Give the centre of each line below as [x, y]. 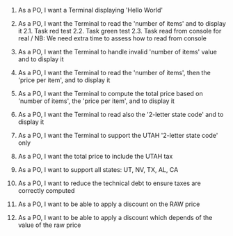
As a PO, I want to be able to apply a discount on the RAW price [109, 204]
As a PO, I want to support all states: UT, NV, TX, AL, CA [98, 170]
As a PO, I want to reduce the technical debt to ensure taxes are [109, 183]
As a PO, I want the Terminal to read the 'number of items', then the [114, 73]
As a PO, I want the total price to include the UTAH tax [95, 156]
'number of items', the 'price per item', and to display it [96, 101]
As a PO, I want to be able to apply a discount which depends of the [115, 218]
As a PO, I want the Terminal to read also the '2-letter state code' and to [121, 115]
